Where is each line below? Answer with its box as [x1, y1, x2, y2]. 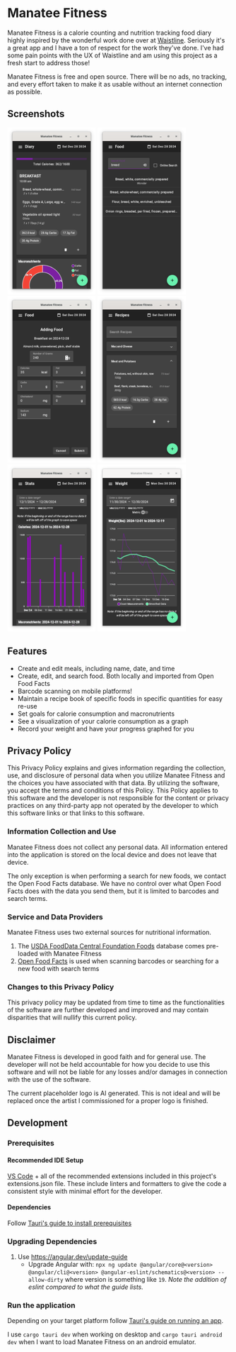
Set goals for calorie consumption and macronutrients [17, 709, 175, 718]
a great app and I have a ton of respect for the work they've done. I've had [7, 43, 224, 52]
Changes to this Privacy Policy [7, 982, 114, 992]
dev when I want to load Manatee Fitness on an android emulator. [7, 1338, 196, 1346]
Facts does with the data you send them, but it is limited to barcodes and [7, 887, 219, 895]
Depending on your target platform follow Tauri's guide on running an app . [7, 1317, 224, 1325]
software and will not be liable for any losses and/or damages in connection [7, 1068, 228, 1076]
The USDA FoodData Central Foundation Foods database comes [17, 941, 205, 950]
